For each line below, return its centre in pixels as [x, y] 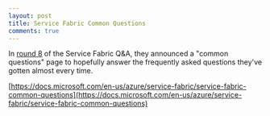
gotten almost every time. [51, 71]
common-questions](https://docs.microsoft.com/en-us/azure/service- [125, 95]
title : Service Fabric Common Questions [77, 23]
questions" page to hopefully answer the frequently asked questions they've [135, 62]
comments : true [34, 31]
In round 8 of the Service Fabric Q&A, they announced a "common [118, 54]
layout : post [30, 16]
